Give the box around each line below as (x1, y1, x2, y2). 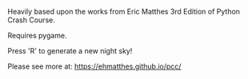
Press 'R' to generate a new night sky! (7, 46, 133, 55)
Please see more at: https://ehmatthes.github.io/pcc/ (7, 61, 182, 71)
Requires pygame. (7, 31, 67, 40)
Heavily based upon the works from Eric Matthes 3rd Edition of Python (7, 7, 241, 16)
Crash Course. (7, 15, 55, 25)
